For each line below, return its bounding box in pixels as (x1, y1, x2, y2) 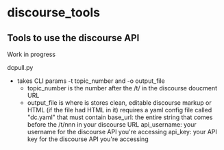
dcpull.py (7, 64, 34, 71)
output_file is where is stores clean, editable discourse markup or (27, 99, 212, 107)
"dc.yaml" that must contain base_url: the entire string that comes (27, 113, 213, 121)
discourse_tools (7, 5, 101, 21)
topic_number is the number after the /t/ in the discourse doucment (27, 84, 218, 92)
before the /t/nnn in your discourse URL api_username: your (27, 121, 197, 128)
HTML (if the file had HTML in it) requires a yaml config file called (27, 106, 212, 114)
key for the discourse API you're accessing (27, 135, 149, 143)
